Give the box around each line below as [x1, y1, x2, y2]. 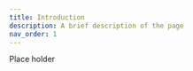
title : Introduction [9, 12, 86, 22]
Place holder [9, 54, 56, 65]
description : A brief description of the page [9, 21, 184, 30]
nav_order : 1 [9, 29, 58, 38]
